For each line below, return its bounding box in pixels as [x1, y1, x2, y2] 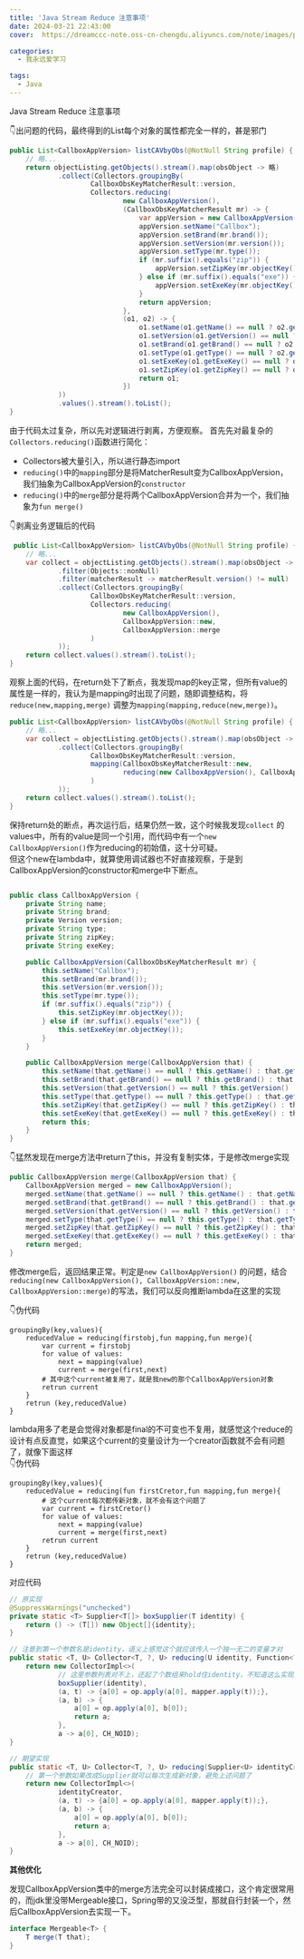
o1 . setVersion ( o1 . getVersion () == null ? [138, 332, 298, 341]
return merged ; [25, 1240, 83, 1250]
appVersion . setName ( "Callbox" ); [138, 221, 261, 231]
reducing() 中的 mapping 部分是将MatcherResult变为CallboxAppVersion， [22, 466, 289, 477]
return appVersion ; [138, 297, 213, 307]
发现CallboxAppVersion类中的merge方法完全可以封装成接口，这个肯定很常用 [9, 1884, 295, 1895]
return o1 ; [138, 374, 180, 383]
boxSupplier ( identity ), [57, 1679, 147, 1688]
